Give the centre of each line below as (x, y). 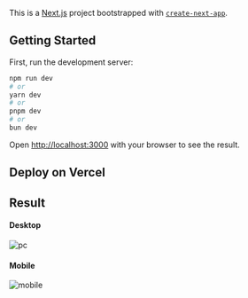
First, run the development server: (71, 62)
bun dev (23, 128)
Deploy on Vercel (58, 173)
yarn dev (25, 95)
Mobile (22, 265)
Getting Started (53, 40)
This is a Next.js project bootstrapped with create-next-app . (119, 13)
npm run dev (31, 78)
